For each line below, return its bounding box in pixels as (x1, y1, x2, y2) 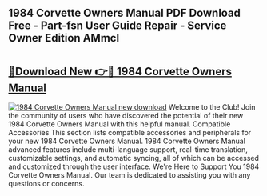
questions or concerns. (8, 179, 85, 188)
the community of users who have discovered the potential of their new (8, 111, 244, 120)
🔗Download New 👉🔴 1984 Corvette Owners (8, 64, 232, 78)
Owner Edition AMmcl (8, 31, 120, 45)
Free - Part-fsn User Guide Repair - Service (8, 19, 227, 33)
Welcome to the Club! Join (168, 102, 256, 111)
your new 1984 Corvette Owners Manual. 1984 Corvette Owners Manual (8, 136, 246, 146)
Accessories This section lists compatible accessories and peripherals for (8, 128, 252, 137)
